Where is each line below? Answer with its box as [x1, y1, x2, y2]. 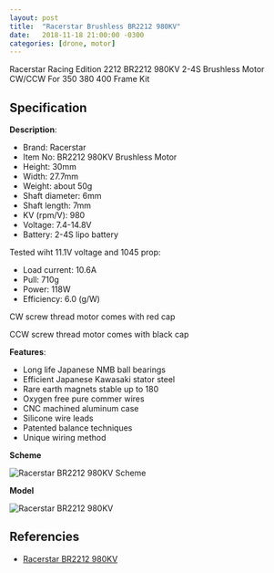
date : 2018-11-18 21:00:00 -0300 [9, 30, 145, 39]
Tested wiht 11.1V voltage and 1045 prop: [9, 247, 161, 258]
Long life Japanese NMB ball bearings [22, 364, 167, 375]
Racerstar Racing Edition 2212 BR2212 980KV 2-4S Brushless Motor [9, 64, 265, 75]
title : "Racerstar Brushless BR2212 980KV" [9, 22, 181, 31]
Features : [9, 347, 46, 358]
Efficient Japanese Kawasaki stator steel [22, 374, 176, 385]
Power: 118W [22, 284, 71, 295]
